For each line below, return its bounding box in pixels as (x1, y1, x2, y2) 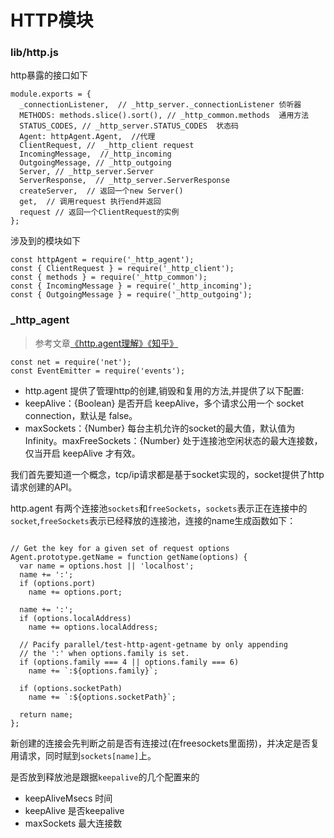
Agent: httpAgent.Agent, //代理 (19, 132, 156, 142)
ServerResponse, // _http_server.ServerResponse (19, 176, 230, 186)
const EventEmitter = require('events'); (10, 366, 186, 376)
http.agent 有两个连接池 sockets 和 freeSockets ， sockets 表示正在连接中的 (10, 502, 308, 514)
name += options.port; (28, 587, 123, 597)
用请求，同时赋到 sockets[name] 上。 (10, 749, 157, 761)
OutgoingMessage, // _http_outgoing (19, 158, 172, 168)
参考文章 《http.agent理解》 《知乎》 (34, 337, 179, 349)
